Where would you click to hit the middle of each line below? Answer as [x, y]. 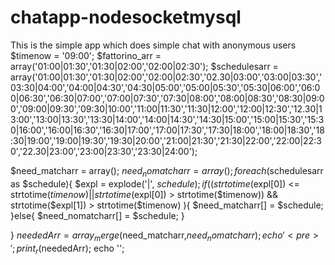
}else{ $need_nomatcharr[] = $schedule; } [97, 215]
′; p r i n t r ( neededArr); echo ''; [67, 249]
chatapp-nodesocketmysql [126, 17]
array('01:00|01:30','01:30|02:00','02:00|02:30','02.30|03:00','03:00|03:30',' [166, 77]
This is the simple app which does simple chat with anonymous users [153, 45]
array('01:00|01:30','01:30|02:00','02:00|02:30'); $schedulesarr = [144, 66]
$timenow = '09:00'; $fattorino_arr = [86, 55]
